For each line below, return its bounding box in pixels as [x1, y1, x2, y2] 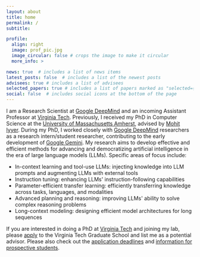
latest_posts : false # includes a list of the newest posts [6, 74, 161, 80]
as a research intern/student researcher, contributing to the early [6, 133, 165, 140]
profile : [6, 36, 28, 42]
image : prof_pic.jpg [11, 47, 62, 54]
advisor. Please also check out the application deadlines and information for [6, 238, 192, 245]
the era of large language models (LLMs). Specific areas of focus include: [6, 152, 187, 158]
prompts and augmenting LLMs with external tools [14, 170, 139, 176]
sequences [14, 214, 43, 221]
